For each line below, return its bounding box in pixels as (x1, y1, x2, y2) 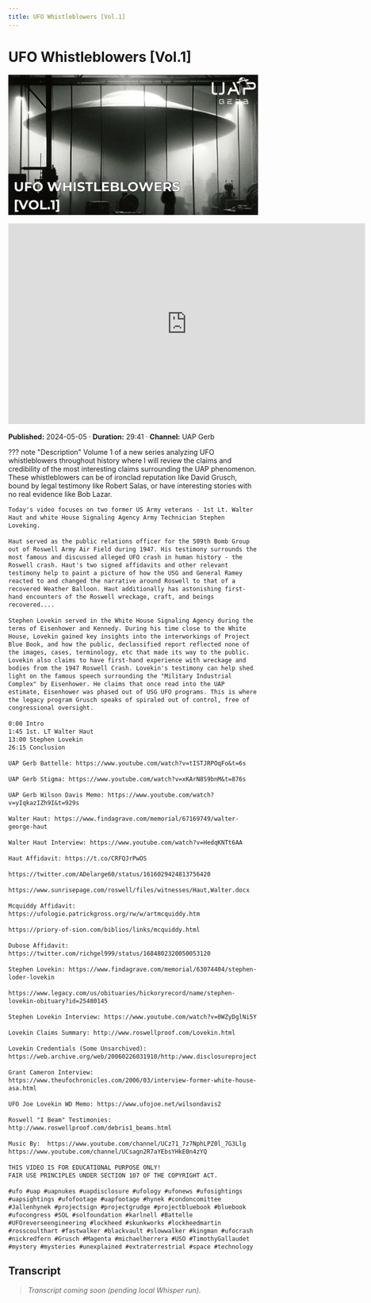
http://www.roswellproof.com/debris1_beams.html (8, 1124, 172, 1133)
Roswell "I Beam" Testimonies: (8, 1116, 112, 1125)
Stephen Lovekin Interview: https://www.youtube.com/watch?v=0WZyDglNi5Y (8, 1013, 258, 1022)
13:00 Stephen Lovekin (8, 736, 83, 744)
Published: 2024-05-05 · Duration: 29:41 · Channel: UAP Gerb (8, 432, 216, 441)
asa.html (8, 1084, 37, 1093)
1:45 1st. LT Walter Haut (8, 728, 94, 736)
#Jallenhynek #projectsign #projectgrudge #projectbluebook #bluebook (8, 1203, 247, 1212)
